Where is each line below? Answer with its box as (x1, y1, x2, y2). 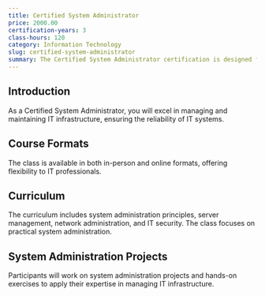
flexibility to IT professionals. (8, 167, 102, 176)
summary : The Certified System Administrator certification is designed (8, 56, 252, 64)
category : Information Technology (8, 41, 122, 49)
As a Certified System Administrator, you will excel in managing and (8, 106, 228, 115)
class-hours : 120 (8, 33, 65, 42)
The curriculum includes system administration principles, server (8, 210, 219, 219)
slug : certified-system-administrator (8, 48, 136, 56)
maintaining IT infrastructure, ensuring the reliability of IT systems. (8, 114, 225, 123)
